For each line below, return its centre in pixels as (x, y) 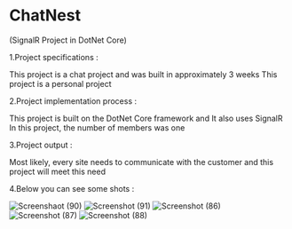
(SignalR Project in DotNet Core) (68, 40)
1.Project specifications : (54, 57)
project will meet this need (58, 171)
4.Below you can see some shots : (72, 188)
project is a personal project (60, 83)
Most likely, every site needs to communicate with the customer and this (141, 162)
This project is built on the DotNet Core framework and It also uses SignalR (146, 118)
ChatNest (45, 16)
